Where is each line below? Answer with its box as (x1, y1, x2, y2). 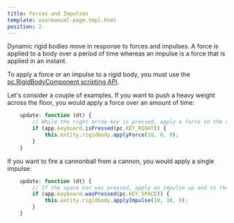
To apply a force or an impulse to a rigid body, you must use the (7, 70, 190, 79)
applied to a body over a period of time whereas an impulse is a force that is (7, 49, 226, 58)
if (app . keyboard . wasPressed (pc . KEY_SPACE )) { (32, 190, 170, 198)
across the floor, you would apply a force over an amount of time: (7, 99, 195, 107)
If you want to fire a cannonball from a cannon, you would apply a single (7, 157, 214, 165)
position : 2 (7, 23, 42, 30)
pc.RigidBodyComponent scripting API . (7, 78, 120, 86)
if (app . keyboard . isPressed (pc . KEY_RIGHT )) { (32, 125, 167, 132)
